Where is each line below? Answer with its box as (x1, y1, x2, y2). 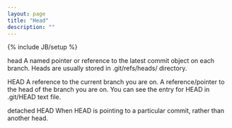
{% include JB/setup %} (7, 43, 78, 52)
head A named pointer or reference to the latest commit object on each (7, 57, 214, 65)
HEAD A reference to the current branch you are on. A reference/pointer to (7, 78, 225, 86)
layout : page (7, 10, 46, 18)
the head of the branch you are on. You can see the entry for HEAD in (7, 86, 210, 94)
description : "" (7, 23, 55, 30)
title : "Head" (7, 17, 50, 24)
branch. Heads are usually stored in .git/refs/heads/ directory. (7, 64, 187, 73)
